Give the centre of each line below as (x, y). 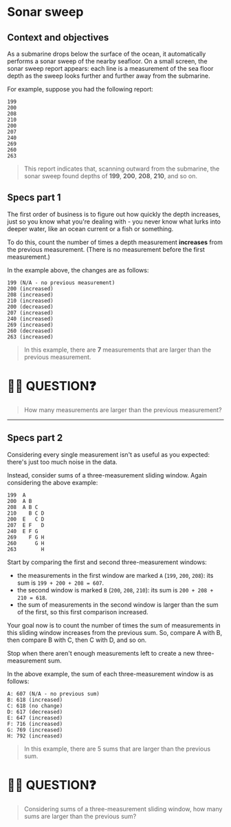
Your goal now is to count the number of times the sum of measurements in (114, 625)
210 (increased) (30, 301)
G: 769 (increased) (35, 730)
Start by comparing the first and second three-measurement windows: (107, 562)
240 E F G (23, 531)
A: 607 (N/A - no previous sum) (53, 694)
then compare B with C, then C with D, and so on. (77, 640)
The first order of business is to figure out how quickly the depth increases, (114, 214)
